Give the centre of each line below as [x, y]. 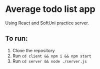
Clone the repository [33, 50]
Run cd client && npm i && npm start [52, 56]
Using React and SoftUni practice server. [47, 23]
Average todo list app [50, 9]
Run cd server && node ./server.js [49, 61]
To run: [16, 38]
